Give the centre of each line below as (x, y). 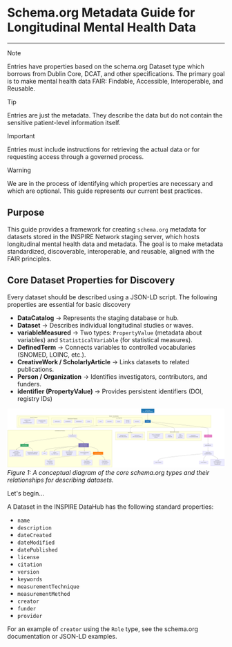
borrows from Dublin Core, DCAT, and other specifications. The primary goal (116, 73)
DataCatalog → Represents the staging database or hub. (98, 318)
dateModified (36, 543)
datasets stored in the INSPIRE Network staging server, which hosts (104, 236)
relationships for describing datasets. (60, 480)
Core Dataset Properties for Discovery (91, 280)
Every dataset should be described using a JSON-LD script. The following (112, 297)
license (28, 558)
